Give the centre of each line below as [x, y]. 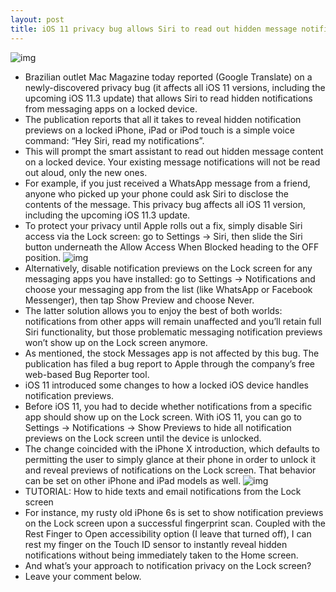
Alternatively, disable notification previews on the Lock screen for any [168, 268]
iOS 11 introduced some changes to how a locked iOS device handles [166, 385]
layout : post [37, 19]
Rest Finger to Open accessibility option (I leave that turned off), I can [168, 533]
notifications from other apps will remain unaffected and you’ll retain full [173, 321]
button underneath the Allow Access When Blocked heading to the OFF [172, 247]
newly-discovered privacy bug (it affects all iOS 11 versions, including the [175, 87]
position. [43, 257]
